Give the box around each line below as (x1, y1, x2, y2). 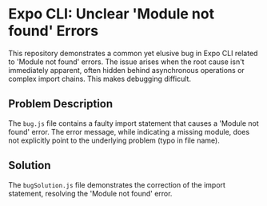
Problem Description (8, 97, 114, 111)
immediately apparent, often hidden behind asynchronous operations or (8, 65, 245, 75)
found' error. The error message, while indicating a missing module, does (8, 127, 250, 136)
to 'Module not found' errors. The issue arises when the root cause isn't (8, 57, 245, 67)
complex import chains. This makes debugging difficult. (8, 74, 192, 83)
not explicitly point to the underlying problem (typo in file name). (8, 135, 220, 145)
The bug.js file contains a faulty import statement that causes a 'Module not (8, 118, 260, 128)
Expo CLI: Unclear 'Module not (8, 5, 214, 23)
